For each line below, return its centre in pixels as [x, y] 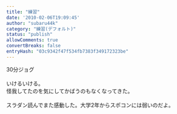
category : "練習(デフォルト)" [41, 29]
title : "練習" [23, 12]
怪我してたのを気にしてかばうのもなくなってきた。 [70, 91]
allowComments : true [32, 40]
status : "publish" [29, 35]
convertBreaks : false [34, 46]
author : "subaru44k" [32, 23]
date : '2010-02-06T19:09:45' [43, 18]
